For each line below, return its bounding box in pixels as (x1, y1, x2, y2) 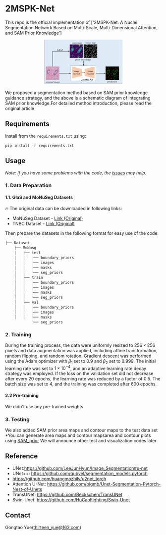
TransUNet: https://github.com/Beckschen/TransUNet (12, 491, 123, 497)
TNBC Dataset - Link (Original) (12, 220, 75, 226)
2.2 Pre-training (5, 392, 39, 398)
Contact (5, 511, 31, 520)
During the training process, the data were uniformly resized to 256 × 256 (5, 342, 156, 348)
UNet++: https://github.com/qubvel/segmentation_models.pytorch (12, 470, 148, 476)
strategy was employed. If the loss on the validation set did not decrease (5, 371, 154, 376)
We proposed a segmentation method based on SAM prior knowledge (5, 90, 148, 96)
